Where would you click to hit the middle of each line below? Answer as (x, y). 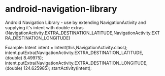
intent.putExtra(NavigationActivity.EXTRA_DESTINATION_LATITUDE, (74, 53)
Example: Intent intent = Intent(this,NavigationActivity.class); (66, 47)
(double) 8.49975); (24, 57)
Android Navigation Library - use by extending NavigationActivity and (76, 22)
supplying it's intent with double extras (44, 27)
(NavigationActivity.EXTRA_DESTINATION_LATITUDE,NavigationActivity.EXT (82, 33)
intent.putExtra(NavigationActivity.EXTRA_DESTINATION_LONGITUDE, (76, 63)
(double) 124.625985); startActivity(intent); (49, 68)
